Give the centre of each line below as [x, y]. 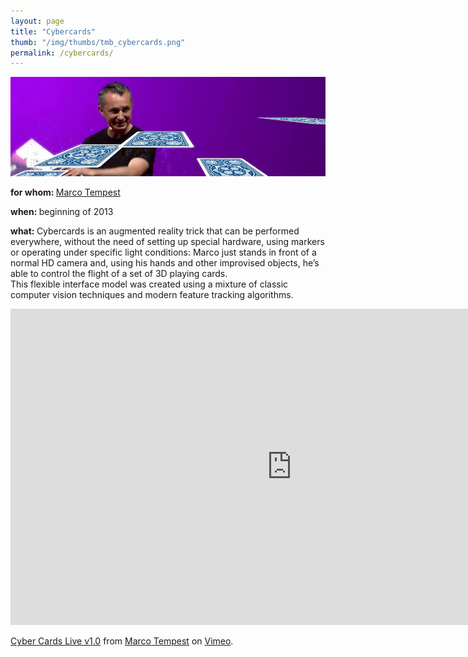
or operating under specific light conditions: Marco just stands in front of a [163, 252]
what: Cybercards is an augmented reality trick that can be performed [155, 231]
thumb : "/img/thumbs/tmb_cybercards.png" [98, 42]
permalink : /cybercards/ [62, 53]
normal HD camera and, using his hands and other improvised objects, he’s [165, 263]
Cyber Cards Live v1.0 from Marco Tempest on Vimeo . [122, 641]
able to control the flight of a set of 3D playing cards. [119, 274]
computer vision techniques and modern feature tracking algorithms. [152, 295]
